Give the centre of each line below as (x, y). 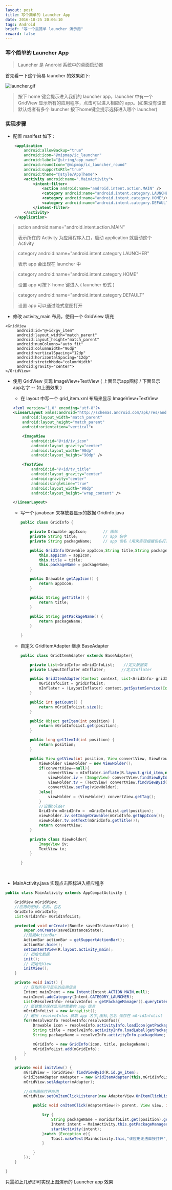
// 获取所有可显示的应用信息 (50, 987)
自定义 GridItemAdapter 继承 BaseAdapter (64, 645)
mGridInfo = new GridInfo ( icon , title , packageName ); (91, 1044)
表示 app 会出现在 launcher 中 (49, 264)
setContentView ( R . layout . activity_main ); (69, 949)
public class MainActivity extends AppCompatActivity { (66, 893)
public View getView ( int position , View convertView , (88, 759)
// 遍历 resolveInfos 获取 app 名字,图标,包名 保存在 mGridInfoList (93, 1016)
